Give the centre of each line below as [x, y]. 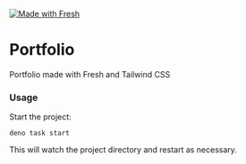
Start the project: [40, 117]
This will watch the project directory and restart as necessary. [123, 150]
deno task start [39, 134]
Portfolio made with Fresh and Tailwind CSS [90, 74]
